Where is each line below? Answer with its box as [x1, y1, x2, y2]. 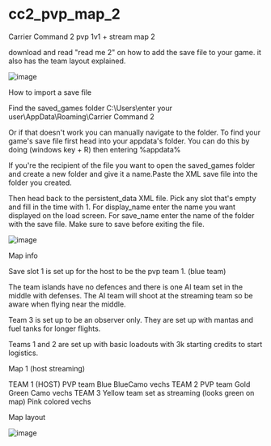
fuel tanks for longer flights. [8, 324, 101, 333]
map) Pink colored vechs [8, 397, 91, 406]
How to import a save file [8, 87, 92, 97]
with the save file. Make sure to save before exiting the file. [8, 219, 205, 229]
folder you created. [8, 178, 73, 187]
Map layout [8, 412, 46, 422]
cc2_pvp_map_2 [8, 5, 121, 24]
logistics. [8, 348, 39, 358]
